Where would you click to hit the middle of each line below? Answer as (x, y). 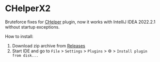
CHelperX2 (28, 8)
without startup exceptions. (32, 27)
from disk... (25, 55)
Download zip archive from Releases (49, 46)
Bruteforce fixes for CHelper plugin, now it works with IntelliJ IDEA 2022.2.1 (80, 22)
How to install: (19, 36)
